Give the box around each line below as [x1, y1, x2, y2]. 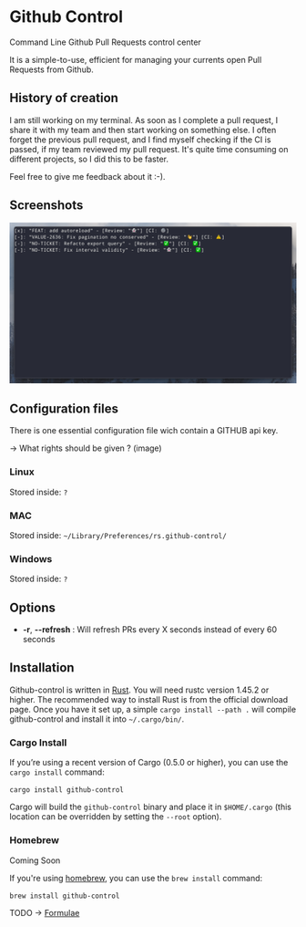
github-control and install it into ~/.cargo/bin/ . [9, 713, 185, 724]
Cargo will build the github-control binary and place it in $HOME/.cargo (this [9, 801, 291, 813]
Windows [9, 552, 53, 565]
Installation [9, 660, 75, 676]
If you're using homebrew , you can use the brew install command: [9, 872, 263, 883]
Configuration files [9, 401, 118, 416]
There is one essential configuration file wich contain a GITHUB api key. [9, 425, 279, 436]
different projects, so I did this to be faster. [9, 153, 169, 164]
